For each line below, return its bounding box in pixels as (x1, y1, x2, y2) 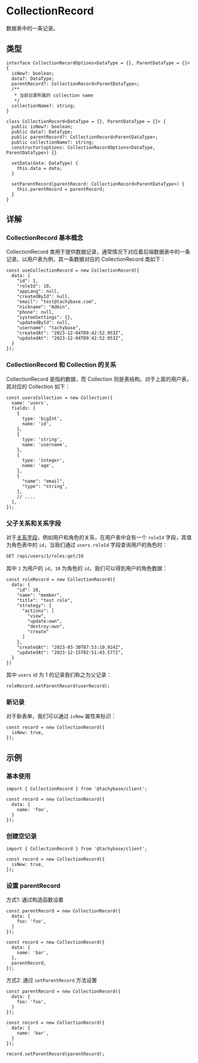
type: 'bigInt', (21, 415, 62, 421)
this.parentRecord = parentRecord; (17, 186, 105, 192)
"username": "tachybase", (17, 325, 81, 331)
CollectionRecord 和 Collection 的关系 (6, 360, 117, 369)
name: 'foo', (17, 806, 49, 813)
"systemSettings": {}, (17, 315, 73, 321)
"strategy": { (17, 602, 52, 608)
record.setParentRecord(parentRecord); (6, 1051, 105, 1057)
